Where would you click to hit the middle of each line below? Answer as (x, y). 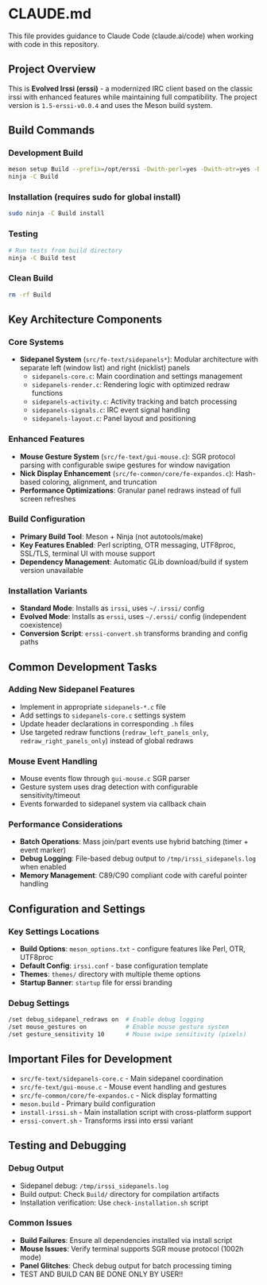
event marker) (43, 850)
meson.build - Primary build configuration (88, 1103)
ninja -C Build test (43, 258)
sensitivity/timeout (50, 795)
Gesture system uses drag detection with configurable (109, 787)
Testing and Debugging (68, 1146)
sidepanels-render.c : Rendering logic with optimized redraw (131, 385)
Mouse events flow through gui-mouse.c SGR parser (105, 779)
